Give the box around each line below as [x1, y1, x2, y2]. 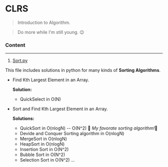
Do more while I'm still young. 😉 [17, 29, 84, 35]
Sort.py [12, 58, 28, 64]
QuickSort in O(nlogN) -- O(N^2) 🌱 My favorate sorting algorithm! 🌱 [19, 125, 158, 131]
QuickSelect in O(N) [19, 96, 61, 102]
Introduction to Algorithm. [17, 19, 71, 25]
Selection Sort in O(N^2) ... [19, 157, 75, 163]
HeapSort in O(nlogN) [19, 141, 65, 147]
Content [5, 41, 26, 48]
